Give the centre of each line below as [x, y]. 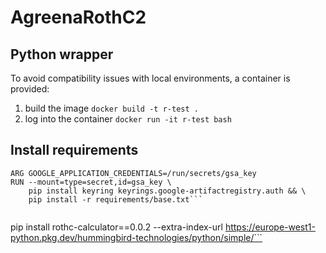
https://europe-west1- [270, 227]
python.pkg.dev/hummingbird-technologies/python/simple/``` [136, 237]
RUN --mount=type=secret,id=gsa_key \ [91, 182]
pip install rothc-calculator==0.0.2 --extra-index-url [116, 227]
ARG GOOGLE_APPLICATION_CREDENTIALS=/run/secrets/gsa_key [133, 173]
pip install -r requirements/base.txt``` [115, 199]
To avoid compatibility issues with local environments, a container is [150, 78]
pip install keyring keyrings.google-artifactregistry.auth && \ [167, 191]
